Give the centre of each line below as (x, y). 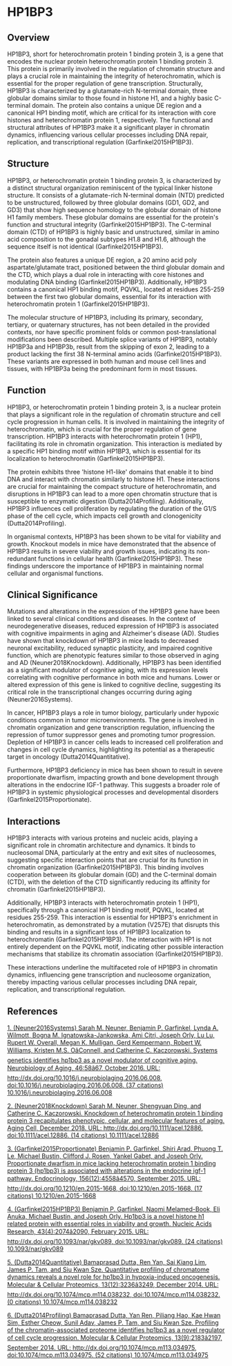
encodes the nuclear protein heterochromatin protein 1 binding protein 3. (110, 61)
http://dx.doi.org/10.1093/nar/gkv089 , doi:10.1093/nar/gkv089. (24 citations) (115, 1242)
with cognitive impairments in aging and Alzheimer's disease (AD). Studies (113, 633)
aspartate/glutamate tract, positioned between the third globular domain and (116, 267)
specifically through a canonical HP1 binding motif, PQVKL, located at (106, 910)
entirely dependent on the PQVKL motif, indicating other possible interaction (116, 947)
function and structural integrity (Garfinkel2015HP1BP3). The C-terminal (109, 224)
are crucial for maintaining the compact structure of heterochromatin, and (112, 486)
